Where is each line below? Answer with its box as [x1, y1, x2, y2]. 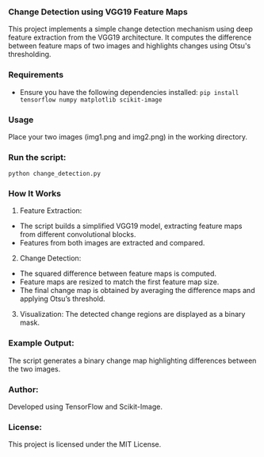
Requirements [8, 70, 64, 81]
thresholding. [8, 50, 52, 59]
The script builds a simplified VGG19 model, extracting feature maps [19, 221, 243, 231]
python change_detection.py [8, 169, 101, 178]
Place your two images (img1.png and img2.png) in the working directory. [8, 131, 248, 141]
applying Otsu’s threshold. [19, 294, 105, 303]
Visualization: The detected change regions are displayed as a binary [19, 310, 246, 319]
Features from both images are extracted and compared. [19, 238, 205, 248]
